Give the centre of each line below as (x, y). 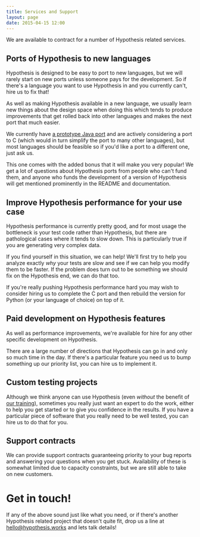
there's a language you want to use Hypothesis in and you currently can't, (97, 86)
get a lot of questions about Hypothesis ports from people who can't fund (96, 171)
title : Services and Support (42, 12)
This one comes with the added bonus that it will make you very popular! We (100, 165)
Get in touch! (39, 498)
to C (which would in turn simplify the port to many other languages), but (95, 140)
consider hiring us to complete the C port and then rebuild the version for (96, 294)
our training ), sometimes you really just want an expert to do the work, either (100, 403)
